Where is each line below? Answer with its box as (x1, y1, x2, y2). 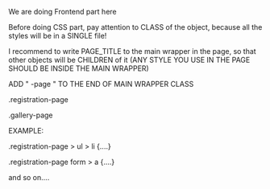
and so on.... (8, 173, 50, 182)
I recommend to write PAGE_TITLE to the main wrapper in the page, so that (8, 47, 256, 55)
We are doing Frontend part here (8, 7, 117, 16)
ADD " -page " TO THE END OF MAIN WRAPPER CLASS (8, 80, 194, 88)
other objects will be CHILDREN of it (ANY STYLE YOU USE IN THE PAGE (8, 55, 251, 64)
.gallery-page (8, 110, 53, 120)
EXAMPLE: (8, 126, 44, 135)
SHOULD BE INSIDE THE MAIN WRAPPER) (8, 64, 149, 73)
